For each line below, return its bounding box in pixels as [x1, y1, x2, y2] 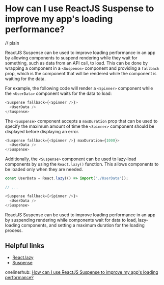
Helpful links [5, 241, 45, 250]
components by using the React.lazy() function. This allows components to [5, 161, 159, 167]
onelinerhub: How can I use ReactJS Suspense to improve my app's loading [5, 269, 159, 275]
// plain [5, 40, 20, 46]
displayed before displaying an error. [5, 128, 80, 134]
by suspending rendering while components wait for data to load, [5, 217, 137, 223]
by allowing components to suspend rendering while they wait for [5, 55, 137, 60]
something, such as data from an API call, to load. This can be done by [5, 60, 148, 66]
